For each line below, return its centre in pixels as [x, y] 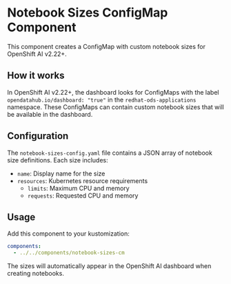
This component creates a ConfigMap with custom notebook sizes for [106, 46]
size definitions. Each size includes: [58, 160]
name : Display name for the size [61, 173]
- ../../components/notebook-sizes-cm [69, 253]
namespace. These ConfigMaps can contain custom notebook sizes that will [115, 107]
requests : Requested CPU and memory [83, 196]
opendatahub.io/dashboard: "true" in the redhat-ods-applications [102, 100]
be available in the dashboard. [50, 114]
